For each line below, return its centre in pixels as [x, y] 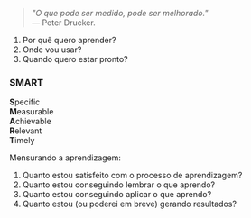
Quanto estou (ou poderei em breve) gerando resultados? [130, 204]
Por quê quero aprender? [69, 40]
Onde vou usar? [52, 50]
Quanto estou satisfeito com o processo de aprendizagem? [132, 176]
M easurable [32, 112]
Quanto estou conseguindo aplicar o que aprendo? [117, 195]
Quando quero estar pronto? [75, 59]
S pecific [25, 102]
